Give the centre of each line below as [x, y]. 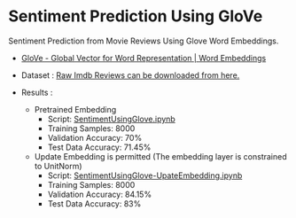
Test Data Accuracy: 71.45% [99, 147]
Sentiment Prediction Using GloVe [136, 16]
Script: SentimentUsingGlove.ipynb [112, 119]
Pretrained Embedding [75, 109]
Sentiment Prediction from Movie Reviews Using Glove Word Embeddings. [144, 41]
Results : [37, 92]
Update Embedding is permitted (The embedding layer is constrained [160, 156]
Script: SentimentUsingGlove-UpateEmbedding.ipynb [145, 175]
